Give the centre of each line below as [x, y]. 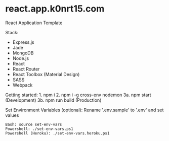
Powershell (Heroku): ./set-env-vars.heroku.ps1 [57, 133]
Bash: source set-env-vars [34, 124]
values [12, 115]
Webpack [23, 85]
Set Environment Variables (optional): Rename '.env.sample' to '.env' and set [85, 110]
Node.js [21, 58]
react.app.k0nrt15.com [55, 9]
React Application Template [34, 23]
